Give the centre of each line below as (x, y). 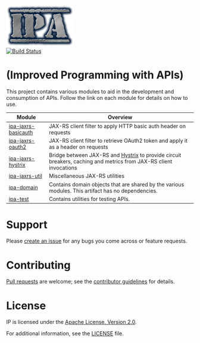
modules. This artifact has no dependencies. (103, 191)
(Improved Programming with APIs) (95, 75)
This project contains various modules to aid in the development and (90, 92)
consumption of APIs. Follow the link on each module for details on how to (97, 97)
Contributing (38, 265)
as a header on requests (79, 147)
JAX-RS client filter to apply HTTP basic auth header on (118, 126)
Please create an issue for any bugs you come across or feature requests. (97, 241)
